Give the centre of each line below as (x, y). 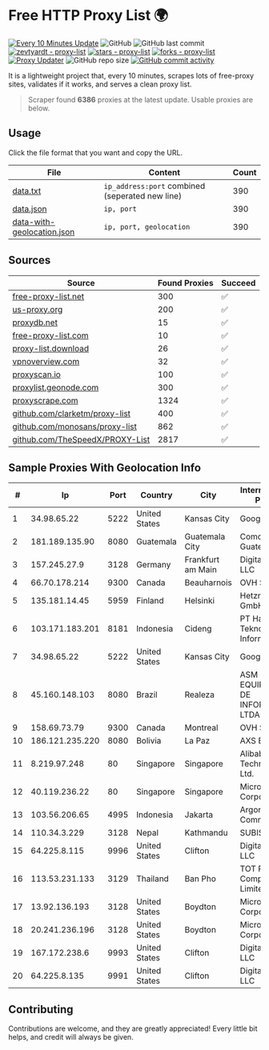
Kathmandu (206, 833)
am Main (201, 570)
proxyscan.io (37, 375)
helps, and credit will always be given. (71, 1037)
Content (165, 172)
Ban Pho (200, 879)
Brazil (147, 695)
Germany (153, 565)
